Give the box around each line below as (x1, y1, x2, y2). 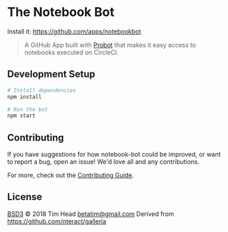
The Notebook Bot (7, 4, 115, 20)
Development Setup (7, 68, 96, 80)
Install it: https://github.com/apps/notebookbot (7, 27, 142, 36)
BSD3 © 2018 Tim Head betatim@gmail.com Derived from (7, 210, 174, 218)
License (7, 191, 43, 203)
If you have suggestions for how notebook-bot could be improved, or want (7, 150, 221, 159)
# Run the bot (7, 106, 49, 113)
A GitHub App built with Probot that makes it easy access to (24, 40, 197, 49)
